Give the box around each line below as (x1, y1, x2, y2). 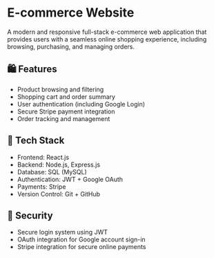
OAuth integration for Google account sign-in (17, 235, 146, 243)
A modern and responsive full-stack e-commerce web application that (7, 28, 207, 36)
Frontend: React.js (17, 153, 70, 161)
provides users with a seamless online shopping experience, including (7, 35, 207, 43)
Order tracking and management (17, 114, 110, 122)
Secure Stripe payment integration (17, 107, 115, 116)
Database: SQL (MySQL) (17, 167, 88, 176)
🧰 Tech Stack (7, 135, 65, 147)
